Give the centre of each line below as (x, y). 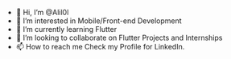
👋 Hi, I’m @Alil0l (42, 12)
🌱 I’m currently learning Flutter (66, 29)
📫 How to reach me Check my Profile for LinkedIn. (100, 47)
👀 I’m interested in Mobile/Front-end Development (99, 21)
